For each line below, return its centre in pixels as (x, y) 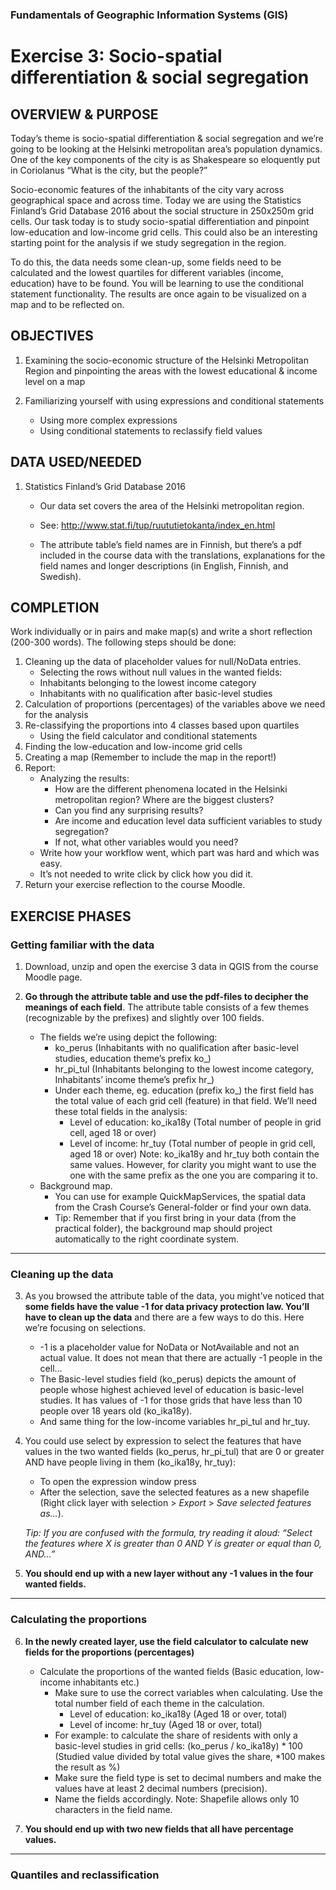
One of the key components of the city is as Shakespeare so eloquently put (165, 159)
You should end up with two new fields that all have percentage (159, 1829)
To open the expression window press (118, 1482)
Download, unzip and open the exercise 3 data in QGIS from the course (171, 967)
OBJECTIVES (52, 336)
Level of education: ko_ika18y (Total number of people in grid (195, 1122)
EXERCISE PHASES (71, 916)
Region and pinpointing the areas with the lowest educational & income (171, 370)
